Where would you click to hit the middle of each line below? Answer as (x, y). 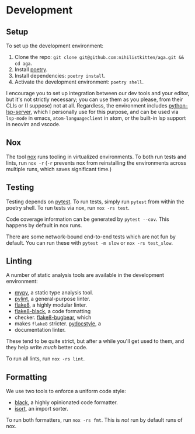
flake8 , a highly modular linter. (51, 305)
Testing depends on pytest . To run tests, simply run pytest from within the (95, 202)
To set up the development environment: (55, 46)
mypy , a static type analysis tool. (54, 293)
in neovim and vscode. (33, 124)
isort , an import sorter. (41, 409)
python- (178, 105)
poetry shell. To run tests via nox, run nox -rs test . (68, 207)
